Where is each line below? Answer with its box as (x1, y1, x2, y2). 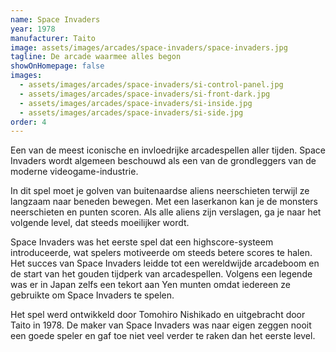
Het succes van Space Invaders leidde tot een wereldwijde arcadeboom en (10, 257, 320, 270)
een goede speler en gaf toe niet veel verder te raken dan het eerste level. (10, 330, 316, 342)
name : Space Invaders (10, 14, 101, 25)
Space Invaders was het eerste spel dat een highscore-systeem (10, 236, 274, 248)
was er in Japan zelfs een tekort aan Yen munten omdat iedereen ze (10, 279, 291, 291)
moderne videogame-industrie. (10, 166, 139, 178)
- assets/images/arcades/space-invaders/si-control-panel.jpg (19, 80, 284, 90)
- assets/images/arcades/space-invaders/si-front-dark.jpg (19, 89, 271, 99)
